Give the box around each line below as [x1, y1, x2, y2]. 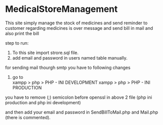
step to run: [5, 40, 29, 46]
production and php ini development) [5, 99, 81, 105]
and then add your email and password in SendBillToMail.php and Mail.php [5, 109, 158, 115]
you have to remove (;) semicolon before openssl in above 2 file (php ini [5, 94, 153, 100]
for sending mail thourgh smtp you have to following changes [5, 64, 131, 70]
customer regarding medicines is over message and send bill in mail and [5, 25, 153, 31]
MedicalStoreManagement [5, 3, 118, 15]
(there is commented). [5, 114, 51, 120]
